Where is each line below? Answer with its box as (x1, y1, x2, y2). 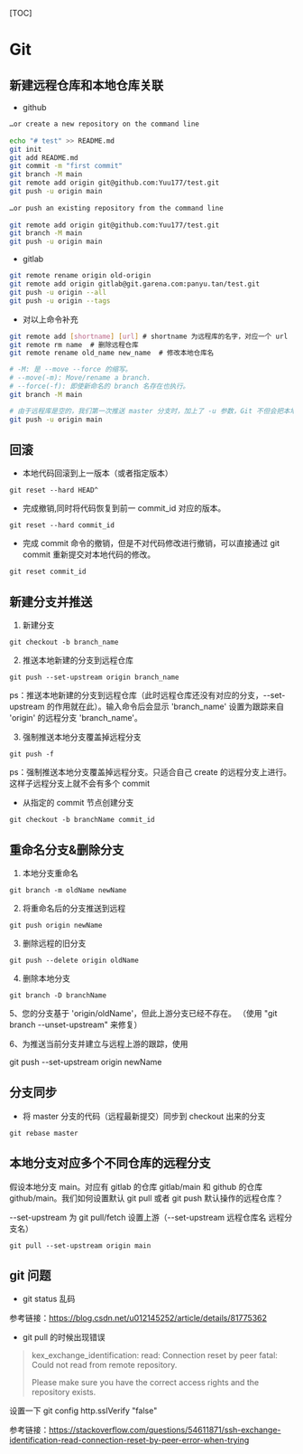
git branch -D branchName (9, 990, 106, 1000)
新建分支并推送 (9, 594, 93, 609)
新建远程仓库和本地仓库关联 (9, 77, 164, 93)
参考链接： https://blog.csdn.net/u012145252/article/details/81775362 (9, 1313, 268, 1324)
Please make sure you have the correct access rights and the (31, 1377, 260, 1388)
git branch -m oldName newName (9, 885, 127, 894)
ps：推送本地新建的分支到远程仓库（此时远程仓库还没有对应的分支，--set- (9, 690, 286, 701)
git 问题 (9, 1268, 51, 1283)
